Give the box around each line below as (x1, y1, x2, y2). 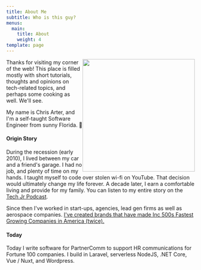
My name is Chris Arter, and (6, 109, 75, 116)
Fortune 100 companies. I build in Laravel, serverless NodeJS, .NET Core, (6, 251, 187, 258)
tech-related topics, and (6, 84, 66, 91)
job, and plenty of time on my (6, 167, 79, 175)
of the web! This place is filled (6, 65, 81, 72)
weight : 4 (17, 37, 42, 43)
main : (11, 25, 26, 32)
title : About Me (6, 8, 47, 15)
